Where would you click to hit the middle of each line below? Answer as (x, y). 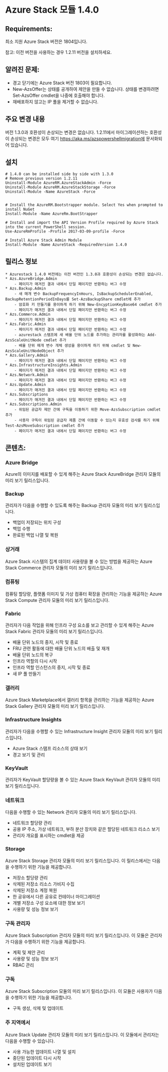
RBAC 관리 (23, 965)
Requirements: (29, 29)
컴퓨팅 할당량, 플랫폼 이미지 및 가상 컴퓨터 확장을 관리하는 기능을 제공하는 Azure (84, 594)
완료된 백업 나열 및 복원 (35, 535)
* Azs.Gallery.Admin (27, 356)
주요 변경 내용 (25, 119)
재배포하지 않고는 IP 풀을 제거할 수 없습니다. (55, 101)
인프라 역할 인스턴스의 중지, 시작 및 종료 (51, 667)
